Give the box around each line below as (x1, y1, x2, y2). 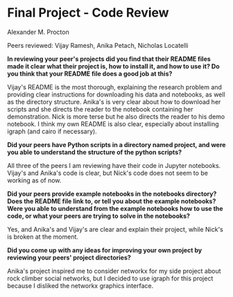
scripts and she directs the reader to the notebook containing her (7, 105, 193, 113)
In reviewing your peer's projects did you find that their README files (7, 54, 212, 63)
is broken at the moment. (7, 232, 78, 241)
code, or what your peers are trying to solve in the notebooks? (7, 212, 191, 220)
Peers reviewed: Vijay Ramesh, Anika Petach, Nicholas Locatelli (7, 41, 189, 49)
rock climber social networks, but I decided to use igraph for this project (7, 274, 214, 282)
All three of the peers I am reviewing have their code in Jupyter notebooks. (7, 161, 221, 169)
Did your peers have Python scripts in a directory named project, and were (7, 140, 226, 148)
